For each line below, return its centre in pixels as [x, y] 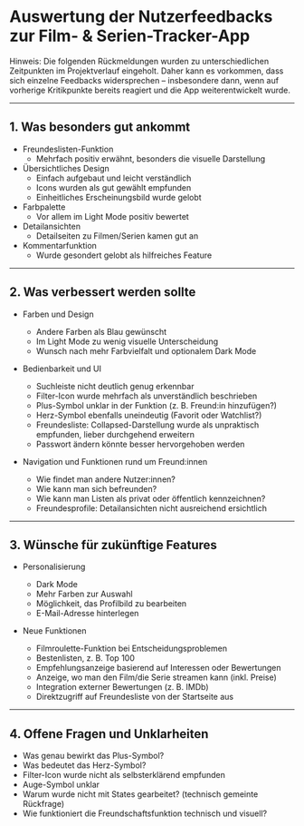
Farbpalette [44, 207]
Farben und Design [58, 314]
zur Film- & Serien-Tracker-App [130, 36]
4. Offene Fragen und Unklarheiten [109, 734]
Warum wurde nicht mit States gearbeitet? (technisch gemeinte [140, 794]
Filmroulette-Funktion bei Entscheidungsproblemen [132, 649]
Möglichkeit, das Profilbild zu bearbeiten [111, 604]
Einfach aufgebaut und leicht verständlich [114, 178]
